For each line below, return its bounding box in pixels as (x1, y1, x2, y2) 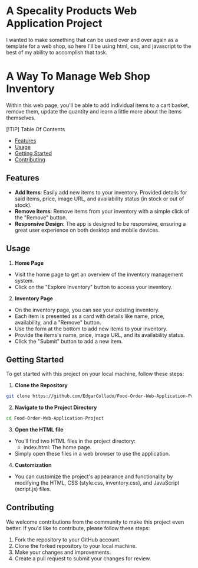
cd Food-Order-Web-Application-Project (6, 416, 104, 421)
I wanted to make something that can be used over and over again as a (6, 36, 179, 43)
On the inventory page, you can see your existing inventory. (14, 306, 160, 313)
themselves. (6, 114, 36, 121)
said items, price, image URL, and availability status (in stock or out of (14, 195, 184, 202)
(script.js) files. (14, 486, 51, 493)
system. (14, 277, 34, 284)
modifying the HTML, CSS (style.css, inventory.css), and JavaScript (14, 479, 180, 486)
